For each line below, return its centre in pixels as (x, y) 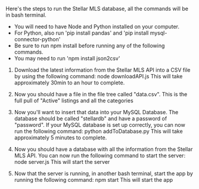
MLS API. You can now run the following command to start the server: (100, 156)
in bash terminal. (26, 15)
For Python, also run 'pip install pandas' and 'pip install (81, 33)
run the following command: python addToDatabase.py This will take (98, 131)
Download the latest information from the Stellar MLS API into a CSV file (102, 70)
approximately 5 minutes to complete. (60, 138)
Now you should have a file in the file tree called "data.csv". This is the (101, 94)
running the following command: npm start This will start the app (94, 180)
